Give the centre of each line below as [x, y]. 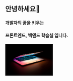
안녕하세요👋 [23, 9]
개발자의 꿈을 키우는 [25, 23]
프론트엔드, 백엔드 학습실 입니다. [37, 35]
